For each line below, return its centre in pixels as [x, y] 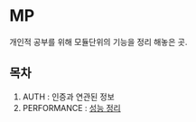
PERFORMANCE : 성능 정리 [72, 108]
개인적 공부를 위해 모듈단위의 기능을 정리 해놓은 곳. [98, 42]
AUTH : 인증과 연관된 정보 [68, 97]
